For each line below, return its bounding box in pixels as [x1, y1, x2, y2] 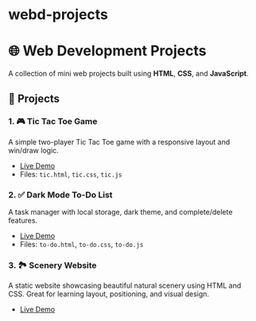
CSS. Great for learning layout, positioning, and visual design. [8, 289, 209, 299]
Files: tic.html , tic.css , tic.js [19, 169, 122, 179]
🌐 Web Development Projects [8, 42, 207, 60]
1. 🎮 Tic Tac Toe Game [8, 116, 98, 127]
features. [8, 216, 38, 226]
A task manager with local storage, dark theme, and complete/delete [8, 207, 233, 217]
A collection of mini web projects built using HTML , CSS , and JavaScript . [8, 69, 249, 79]
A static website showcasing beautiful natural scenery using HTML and [8, 280, 242, 291]
